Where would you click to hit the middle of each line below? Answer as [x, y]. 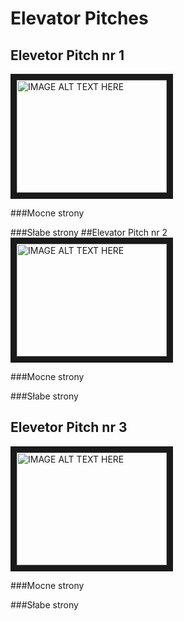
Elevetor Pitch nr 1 [67, 55]
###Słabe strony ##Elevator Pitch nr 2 [89, 232]
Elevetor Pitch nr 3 [69, 427]
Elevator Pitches [79, 18]
